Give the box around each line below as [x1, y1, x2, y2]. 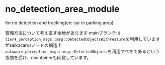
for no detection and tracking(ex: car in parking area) [5, 20, 114, 26]
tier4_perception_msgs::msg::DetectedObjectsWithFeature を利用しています [5, 36, 161, 42]
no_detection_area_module [5, 3, 120, 15]
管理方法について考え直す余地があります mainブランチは [5, 30, 121, 35]
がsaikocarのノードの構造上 [5, 42, 62, 48]
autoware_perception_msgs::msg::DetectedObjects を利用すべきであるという [5, 48, 160, 54]
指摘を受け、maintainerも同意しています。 [5, 54, 91, 60]
